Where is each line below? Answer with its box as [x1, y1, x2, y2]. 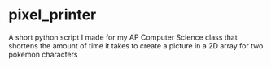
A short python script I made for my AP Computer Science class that [8, 32, 238, 42]
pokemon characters [8, 49, 78, 59]
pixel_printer [8, 6, 97, 24]
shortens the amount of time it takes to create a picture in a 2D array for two [8, 40, 264, 50]
